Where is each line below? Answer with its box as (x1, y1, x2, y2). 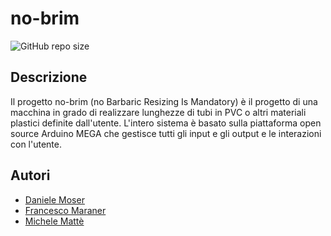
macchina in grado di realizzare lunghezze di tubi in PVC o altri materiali (10, 106, 307, 118)
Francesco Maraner (24, 204, 107, 216)
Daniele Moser (24, 193, 85, 206)
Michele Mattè (24, 215, 85, 227)
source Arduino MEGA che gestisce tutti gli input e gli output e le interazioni (10, 127, 322, 139)
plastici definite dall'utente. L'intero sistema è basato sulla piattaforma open (10, 117, 322, 129)
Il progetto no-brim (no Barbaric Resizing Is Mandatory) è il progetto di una (10, 95, 318, 107)
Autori (10, 167, 51, 184)
